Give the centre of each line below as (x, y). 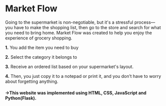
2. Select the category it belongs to (41, 57)
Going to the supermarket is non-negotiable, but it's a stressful (69, 22)
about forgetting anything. (32, 81)
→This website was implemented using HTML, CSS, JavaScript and (76, 93)
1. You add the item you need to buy (42, 47)
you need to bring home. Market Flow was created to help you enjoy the (79, 33)
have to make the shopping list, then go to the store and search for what (87, 27)
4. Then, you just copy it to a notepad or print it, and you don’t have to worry (83, 76)
